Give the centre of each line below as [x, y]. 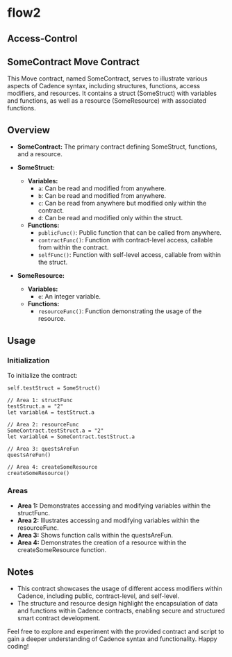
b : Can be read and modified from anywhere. [102, 196]
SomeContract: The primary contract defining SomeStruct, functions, [117, 147]
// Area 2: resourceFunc [43, 424]
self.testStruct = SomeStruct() [54, 388]
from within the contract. [73, 247]
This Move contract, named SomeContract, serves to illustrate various [107, 78]
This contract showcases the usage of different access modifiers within [119, 589]
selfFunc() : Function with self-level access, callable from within [129, 255]
